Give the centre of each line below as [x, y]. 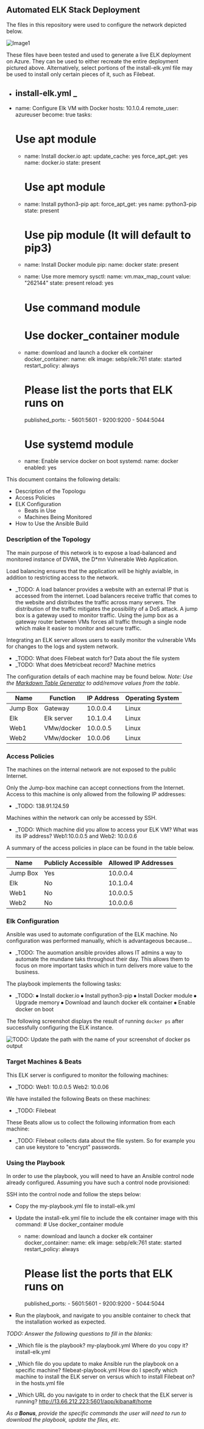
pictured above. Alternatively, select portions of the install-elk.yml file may [100, 68]
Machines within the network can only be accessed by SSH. [82, 818]
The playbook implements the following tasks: [64, 984]
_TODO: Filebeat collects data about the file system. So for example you [105, 1140]
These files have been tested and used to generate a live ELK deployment [99, 55]
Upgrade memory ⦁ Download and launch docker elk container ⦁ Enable [105, 1003]
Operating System [152, 698]
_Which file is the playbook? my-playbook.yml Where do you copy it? [102, 1345]
